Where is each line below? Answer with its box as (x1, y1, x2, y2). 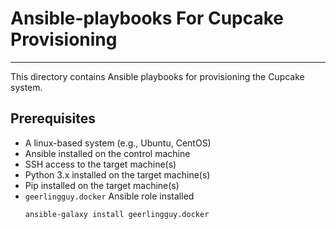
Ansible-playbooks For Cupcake (10, 7, 285, 30)
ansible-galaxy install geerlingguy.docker (24, 209, 210, 219)
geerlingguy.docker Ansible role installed (24, 190, 195, 202)
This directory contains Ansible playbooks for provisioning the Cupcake (10, 70, 305, 82)
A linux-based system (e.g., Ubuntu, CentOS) (24, 137, 212, 149)
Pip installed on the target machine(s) (24, 179, 180, 191)
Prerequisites (10, 110, 96, 127)
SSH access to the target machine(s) (24, 158, 177, 170)
